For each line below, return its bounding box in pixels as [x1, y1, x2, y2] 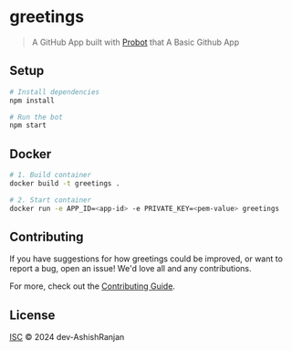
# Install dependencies [9, 87, 100, 97]
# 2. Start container [9, 195, 92, 205]
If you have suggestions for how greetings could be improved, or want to [9, 253, 283, 264]
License [9, 307, 56, 323]
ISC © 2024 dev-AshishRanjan [9, 332, 125, 343]
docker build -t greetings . [9, 178, 120, 188]
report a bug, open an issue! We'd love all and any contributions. [9, 263, 253, 274]
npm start [9, 121, 47, 130]
